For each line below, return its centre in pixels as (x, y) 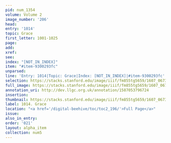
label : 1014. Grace (26, 104)
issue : (12, 114)
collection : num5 (24, 132)
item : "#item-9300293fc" (32, 66)
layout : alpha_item (26, 128)
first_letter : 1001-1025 (32, 39)
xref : (11, 52)
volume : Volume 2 (24, 15)
